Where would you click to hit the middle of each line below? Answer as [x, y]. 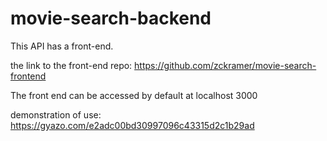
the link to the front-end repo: [71, 65]
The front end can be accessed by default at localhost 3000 [134, 95]
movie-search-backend [111, 18]
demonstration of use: [56, 114]
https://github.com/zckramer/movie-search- [225, 65]
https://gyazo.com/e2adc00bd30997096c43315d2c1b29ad [132, 125]
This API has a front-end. [62, 46]
